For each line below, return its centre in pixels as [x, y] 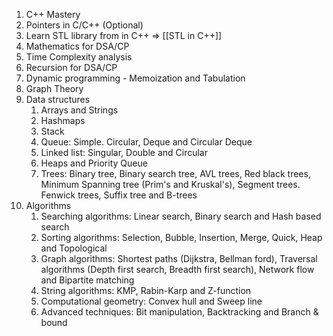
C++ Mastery [53, 14]
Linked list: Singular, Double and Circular [124, 152]
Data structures [58, 99]
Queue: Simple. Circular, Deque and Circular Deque [146, 142]
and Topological [74, 248]
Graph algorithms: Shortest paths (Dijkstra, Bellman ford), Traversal [179, 258]
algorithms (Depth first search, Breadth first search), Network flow [177, 269]
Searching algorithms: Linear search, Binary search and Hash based [181, 216]
